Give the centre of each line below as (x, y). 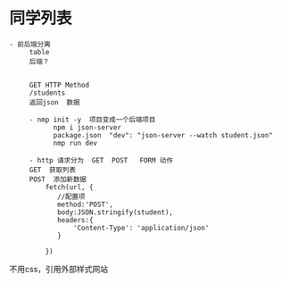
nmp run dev (75, 143)
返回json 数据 (54, 102)
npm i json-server (87, 127)
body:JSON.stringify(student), (115, 212)
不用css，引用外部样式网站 (59, 269)
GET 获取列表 (53, 170)
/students (47, 93)
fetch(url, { (69, 187)
